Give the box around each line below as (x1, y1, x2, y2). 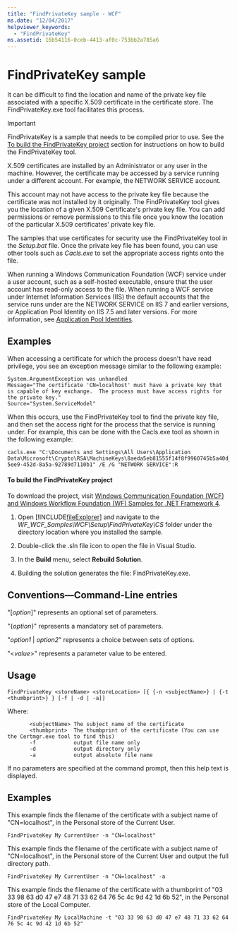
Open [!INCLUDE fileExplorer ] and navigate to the (17, 513, 160, 521)
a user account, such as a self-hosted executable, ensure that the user (7, 278, 213, 286)
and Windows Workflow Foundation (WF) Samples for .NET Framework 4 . (7, 499, 221, 508)
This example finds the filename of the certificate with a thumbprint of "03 (7, 885, 224, 893)
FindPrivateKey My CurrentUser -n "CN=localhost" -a (7, 873, 166, 880)
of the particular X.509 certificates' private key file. (7, 220, 156, 229)
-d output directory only (29, 745, 140, 752)
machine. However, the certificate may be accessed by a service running (7, 169, 220, 177)
